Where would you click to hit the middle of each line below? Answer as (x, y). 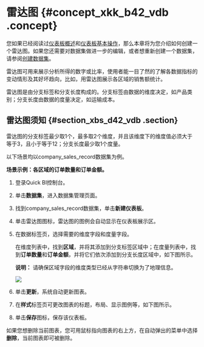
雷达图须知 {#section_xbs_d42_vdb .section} (92, 120)
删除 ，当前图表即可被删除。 (41, 338)
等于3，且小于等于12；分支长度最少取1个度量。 (65, 144)
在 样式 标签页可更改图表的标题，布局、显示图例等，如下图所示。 (95, 305)
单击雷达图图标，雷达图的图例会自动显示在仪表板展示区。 (87, 221)
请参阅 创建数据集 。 (30, 58)
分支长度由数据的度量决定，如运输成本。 (67, 99)
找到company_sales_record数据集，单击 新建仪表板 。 (81, 208)
